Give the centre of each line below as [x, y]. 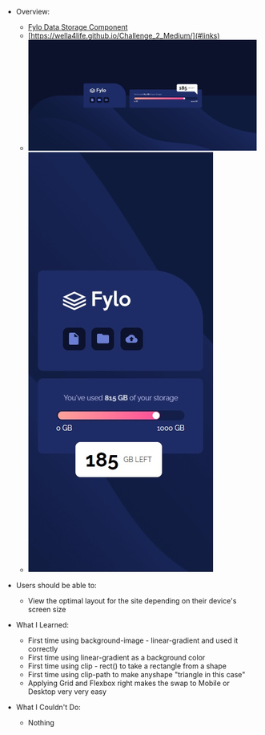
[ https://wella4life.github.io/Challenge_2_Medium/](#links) [124, 36]
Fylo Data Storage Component [78, 27]
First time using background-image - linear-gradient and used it [133, 640]
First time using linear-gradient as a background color [116, 657]
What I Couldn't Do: [48, 707]
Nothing [41, 722]
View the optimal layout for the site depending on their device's [132, 600]
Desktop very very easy [67, 691]
